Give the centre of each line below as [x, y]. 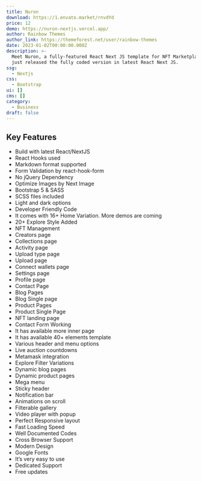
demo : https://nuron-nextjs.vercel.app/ [58, 29]
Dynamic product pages [45, 376]
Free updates [31, 472]
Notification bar [34, 395]
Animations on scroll [40, 401]
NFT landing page [37, 318]
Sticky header [32, 389]
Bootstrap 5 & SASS [39, 190]
